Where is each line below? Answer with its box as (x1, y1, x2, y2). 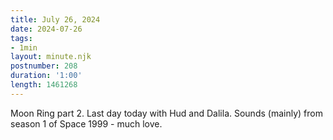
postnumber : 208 (10, 61, 78, 71)
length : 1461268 (10, 80, 78, 90)
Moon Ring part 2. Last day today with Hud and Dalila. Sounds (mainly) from (10, 107, 323, 119)
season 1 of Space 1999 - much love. (10, 117, 163, 130)
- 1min (10, 42, 38, 53)
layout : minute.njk (10, 52, 92, 62)
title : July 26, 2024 (10, 14, 101, 25)
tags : (10, 33, 33, 43)
